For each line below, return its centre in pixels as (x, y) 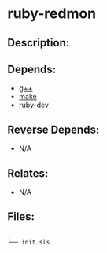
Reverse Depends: (53, 129)
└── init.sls (29, 242)
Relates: (28, 173)
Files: (21, 217)
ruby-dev (33, 105)
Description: (39, 43)
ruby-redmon (52, 14)
